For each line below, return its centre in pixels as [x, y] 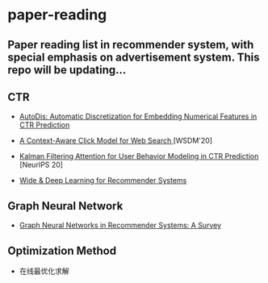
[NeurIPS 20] [41, 165]
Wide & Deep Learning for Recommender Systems [103, 181]
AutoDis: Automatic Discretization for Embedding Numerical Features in [138, 117]
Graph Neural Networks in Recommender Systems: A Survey [120, 225]
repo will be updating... [67, 70]
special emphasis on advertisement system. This [134, 57]
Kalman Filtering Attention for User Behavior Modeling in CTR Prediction [139, 156]
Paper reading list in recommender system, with [131, 45]
